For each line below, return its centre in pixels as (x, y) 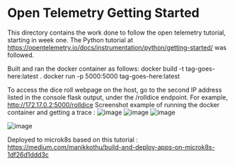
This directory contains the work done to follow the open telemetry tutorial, (117, 32)
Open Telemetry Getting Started (103, 13)
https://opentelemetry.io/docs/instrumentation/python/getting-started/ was (117, 47)
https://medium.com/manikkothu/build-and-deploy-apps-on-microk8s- (111, 147)
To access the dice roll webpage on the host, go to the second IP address (115, 90)
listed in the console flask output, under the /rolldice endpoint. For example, (117, 97)
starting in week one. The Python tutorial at (70, 39)
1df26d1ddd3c (28, 154)
